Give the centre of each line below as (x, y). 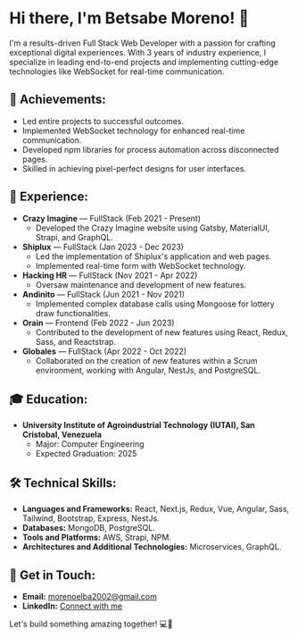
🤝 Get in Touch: (53, 575)
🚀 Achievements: (58, 100)
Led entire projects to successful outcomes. (103, 121)
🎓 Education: (49, 399)
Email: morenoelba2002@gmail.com (90, 596)
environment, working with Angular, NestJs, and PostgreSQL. (148, 370)
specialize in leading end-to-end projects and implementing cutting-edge (144, 62)
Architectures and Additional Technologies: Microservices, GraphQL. (152, 547)
